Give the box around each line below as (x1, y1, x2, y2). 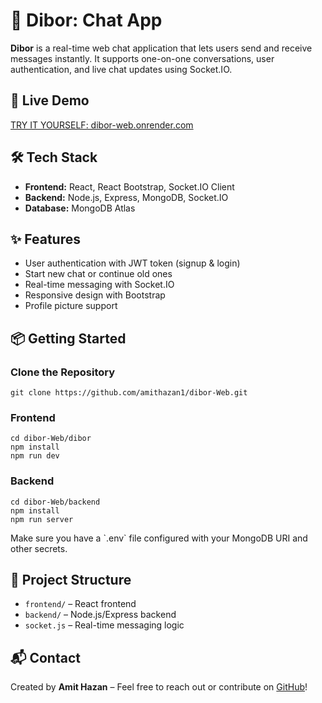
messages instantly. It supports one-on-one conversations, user (10, 52, 275, 64)
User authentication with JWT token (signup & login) (24, 257, 241, 269)
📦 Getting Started (10, 330, 127, 347)
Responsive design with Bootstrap (24, 289, 166, 301)
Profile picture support (24, 300, 118, 312)
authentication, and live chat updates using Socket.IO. (10, 63, 233, 75)
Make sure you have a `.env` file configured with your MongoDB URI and (10, 532, 308, 544)
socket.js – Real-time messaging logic (24, 619, 185, 631)
